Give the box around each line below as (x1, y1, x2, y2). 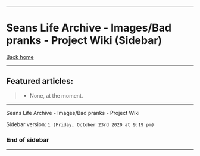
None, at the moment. (29, 92, 83, 99)
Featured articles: (6, 76, 74, 86)
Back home (6, 53, 34, 60)
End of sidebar (6, 135, 49, 143)
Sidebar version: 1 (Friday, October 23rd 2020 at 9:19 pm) (6, 120, 155, 128)
